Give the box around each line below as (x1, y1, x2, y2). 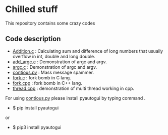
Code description (5, 35, 61, 43)
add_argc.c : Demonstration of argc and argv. (12, 59, 107, 65)
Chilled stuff (5, 4, 58, 15)
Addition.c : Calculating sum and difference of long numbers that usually (12, 48, 163, 54)
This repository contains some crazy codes (5, 20, 95, 26)
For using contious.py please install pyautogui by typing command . (5, 95, 146, 101)
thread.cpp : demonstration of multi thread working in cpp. (12, 85, 135, 91)
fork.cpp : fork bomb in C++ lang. (12, 80, 82, 86)
